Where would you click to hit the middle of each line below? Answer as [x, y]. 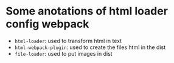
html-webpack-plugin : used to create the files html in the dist [90, 47]
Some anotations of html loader [87, 11]
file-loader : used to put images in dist [64, 53]
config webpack [47, 24]
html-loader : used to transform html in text [68, 41]
